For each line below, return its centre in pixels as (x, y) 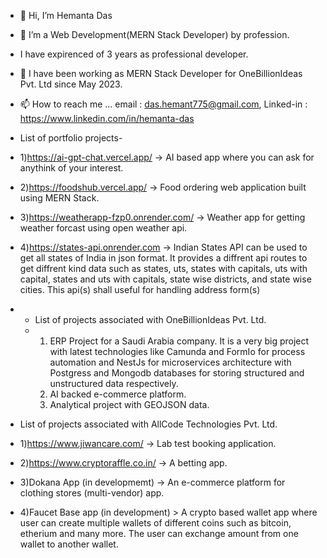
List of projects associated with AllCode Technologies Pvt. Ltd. (148, 424)
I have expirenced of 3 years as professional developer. (134, 54)
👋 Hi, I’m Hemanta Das (66, 15)
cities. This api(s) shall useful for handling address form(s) (140, 289)
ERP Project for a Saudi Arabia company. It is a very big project (179, 341)
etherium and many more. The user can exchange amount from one (159, 533)
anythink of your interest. (71, 168)
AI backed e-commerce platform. (118, 394)
